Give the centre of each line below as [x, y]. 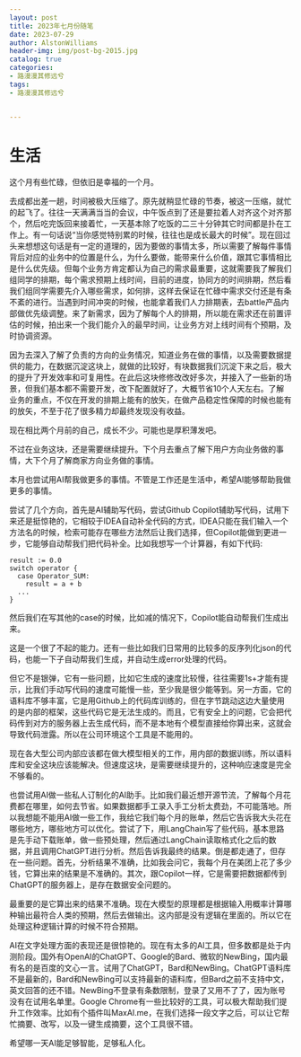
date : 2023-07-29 [42, 34]
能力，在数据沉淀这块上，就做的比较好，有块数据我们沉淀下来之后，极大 [158, 366]
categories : [31, 68]
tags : [19, 84]
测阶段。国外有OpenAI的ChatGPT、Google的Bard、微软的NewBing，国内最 [149, 956]
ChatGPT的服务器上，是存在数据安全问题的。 [93, 885]
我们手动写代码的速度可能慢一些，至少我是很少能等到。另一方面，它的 [162, 690]
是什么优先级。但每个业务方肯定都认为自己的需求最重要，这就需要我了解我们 [150, 269]
